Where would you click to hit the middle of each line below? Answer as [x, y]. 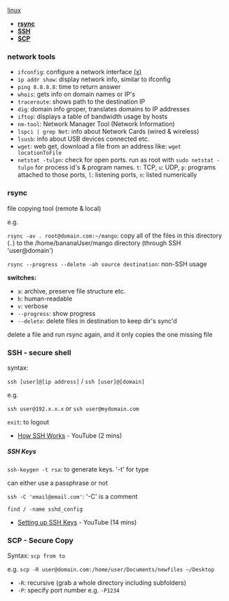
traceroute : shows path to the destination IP [81, 102]
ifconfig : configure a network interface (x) [79, 72]
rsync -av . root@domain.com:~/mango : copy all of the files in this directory [115, 235]
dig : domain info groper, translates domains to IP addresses [104, 109]
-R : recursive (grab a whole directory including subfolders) [102, 583]
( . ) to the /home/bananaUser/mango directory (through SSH [94, 243]
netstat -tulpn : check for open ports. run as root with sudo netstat [115, 160]
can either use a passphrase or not [58, 483]
